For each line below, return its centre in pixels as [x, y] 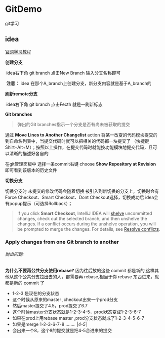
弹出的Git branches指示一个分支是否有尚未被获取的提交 [73, 124]
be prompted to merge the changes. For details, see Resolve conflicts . [89, 229]
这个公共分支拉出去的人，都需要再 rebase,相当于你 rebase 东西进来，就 [86, 276]
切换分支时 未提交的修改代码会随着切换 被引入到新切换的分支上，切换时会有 [82, 191]
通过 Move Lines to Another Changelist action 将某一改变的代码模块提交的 [81, 135]
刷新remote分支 [21, 94]
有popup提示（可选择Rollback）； [39, 203]
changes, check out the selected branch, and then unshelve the [82, 218]
